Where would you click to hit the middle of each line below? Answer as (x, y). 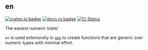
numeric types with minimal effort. (39, 42)
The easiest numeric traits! (32, 28)
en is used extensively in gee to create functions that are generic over (74, 37)
